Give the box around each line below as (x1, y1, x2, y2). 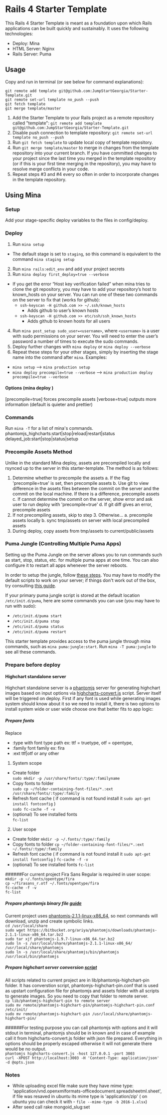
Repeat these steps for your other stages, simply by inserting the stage (12, 349, 159, 355)
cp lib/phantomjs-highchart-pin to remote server (5, 998, 111, 1003)
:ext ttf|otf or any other (12, 750, 59, 756)
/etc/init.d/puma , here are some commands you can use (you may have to (5, 597, 160, 603)
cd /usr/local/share (5, 923, 48, 928)
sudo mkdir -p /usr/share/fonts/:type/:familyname (12, 776, 120, 781)
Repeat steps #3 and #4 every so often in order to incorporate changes (12, 171, 159, 177)
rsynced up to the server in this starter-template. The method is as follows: (5, 465, 159, 471)
